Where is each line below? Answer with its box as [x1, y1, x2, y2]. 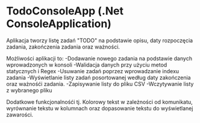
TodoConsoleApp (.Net [6, 4, 124, 18]
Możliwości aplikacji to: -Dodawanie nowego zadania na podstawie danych [6, 55, 193, 62]
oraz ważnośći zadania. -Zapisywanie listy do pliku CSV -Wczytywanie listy [6, 80, 194, 88]
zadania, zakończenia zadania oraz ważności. [6, 43, 120, 50]
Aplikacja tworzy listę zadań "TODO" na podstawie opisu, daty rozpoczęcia [6, 37, 193, 44]
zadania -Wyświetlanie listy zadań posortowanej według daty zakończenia [6, 74, 191, 81]
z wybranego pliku [6, 86, 52, 94]
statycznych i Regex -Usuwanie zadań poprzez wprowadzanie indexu [6, 67, 180, 74]
